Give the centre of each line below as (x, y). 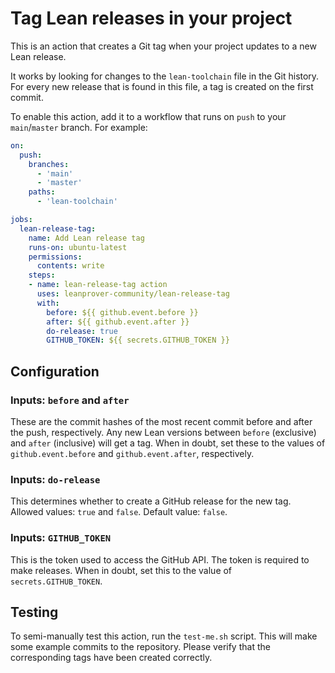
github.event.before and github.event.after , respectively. (132, 453)
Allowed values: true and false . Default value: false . (119, 512)
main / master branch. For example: (79, 127)
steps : (42, 275)
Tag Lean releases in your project (151, 18)
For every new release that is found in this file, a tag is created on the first (162, 86)
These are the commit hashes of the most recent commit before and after (161, 421)
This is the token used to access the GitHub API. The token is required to (160, 559)
